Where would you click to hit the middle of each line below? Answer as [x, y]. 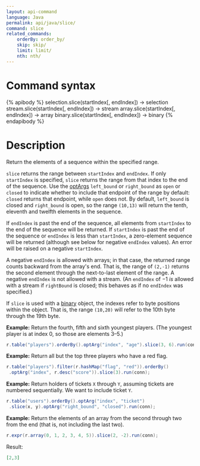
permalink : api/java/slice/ [41, 23]
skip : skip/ [32, 45]
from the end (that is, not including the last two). [65, 424]
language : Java [25, 17]
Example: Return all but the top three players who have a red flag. [87, 356]
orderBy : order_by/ [41, 39]
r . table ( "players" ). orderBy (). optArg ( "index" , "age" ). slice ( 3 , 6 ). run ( [97, 345]
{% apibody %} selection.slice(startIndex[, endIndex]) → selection [87, 102]
